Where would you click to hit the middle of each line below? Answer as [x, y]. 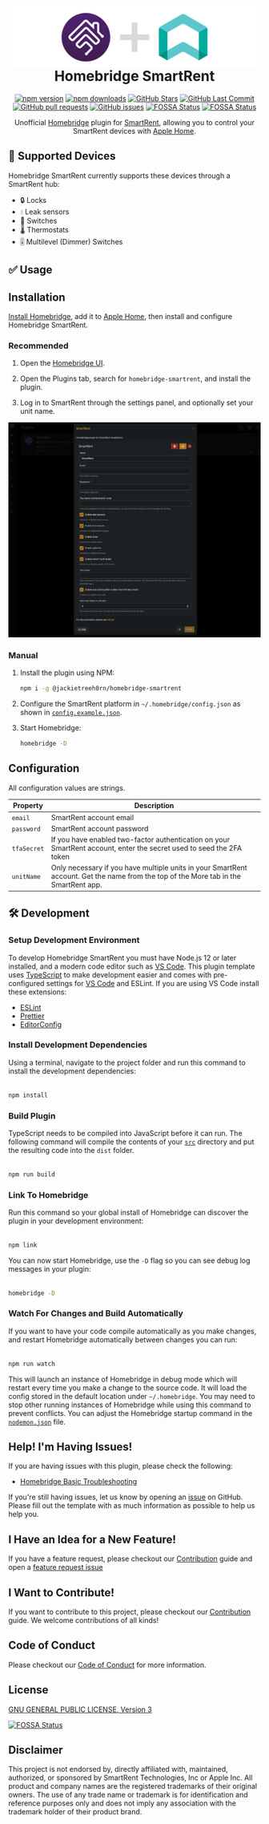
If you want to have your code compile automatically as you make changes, [132, 1331]
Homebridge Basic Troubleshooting [78, 1482]
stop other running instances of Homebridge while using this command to [130, 1405]
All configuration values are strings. [67, 787]
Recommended [39, 346]
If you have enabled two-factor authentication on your [141, 839]
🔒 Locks [33, 200]
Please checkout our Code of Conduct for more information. [107, 1664]
